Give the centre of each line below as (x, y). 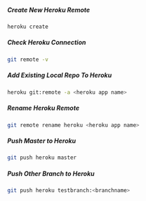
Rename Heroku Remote (43, 108)
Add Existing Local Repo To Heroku (60, 75)
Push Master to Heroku (42, 141)
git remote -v (28, 60)
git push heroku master (42, 158)
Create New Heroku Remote (49, 10)
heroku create (28, 27)
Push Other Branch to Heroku (51, 173)
